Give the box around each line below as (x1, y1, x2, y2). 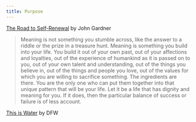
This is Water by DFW (6, 109, 59, 116)
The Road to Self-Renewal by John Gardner (6, 25, 111, 32)
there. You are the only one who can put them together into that (20, 79, 175, 86)
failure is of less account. (20, 97, 82, 105)
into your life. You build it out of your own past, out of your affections (20, 48, 187, 55)
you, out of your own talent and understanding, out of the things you (20, 61, 186, 68)
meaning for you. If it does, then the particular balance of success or (20, 92, 187, 99)
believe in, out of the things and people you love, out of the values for (20, 67, 189, 74)
